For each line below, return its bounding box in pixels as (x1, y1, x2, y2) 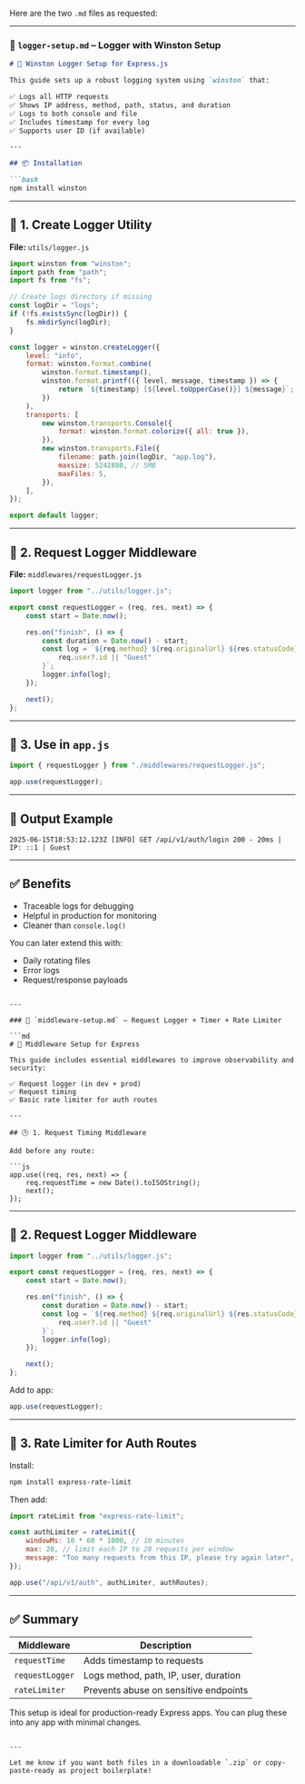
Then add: (9, 1494, 48, 1505)
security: (9, 1063, 47, 1072)
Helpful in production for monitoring (22, 910, 157, 921)
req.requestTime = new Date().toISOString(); (25, 1178, 202, 1187)
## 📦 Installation (9, 159, 83, 168)
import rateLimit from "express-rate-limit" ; (9, 1511, 184, 1520)
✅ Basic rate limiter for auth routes (9, 1095, 158, 1104)
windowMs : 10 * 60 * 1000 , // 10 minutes (25, 1536, 185, 1546)
